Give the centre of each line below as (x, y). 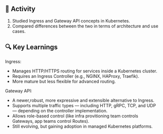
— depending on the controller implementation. (60, 111)
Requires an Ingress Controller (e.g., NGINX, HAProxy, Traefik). (76, 76)
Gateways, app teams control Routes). (51, 121)
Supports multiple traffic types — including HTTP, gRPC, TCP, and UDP (84, 105)
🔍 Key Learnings (31, 47)
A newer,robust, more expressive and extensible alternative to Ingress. (83, 100)
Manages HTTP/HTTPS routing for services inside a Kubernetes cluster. (85, 71)
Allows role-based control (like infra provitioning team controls (75, 116)
